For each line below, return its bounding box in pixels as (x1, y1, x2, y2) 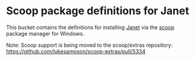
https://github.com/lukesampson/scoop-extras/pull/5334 (6, 47, 146, 54)
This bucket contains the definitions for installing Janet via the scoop (6, 24, 175, 31)
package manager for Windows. (6, 30, 85, 37)
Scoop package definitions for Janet (6, 4, 190, 18)
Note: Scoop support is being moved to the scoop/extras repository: (6, 41, 173, 49)
